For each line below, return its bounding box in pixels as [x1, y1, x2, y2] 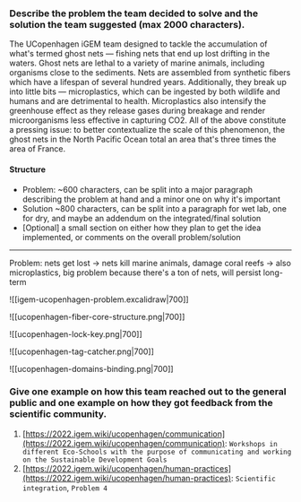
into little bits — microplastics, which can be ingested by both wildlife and [9, 86, 280, 97]
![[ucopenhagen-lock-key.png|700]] [9, 328, 142, 339]
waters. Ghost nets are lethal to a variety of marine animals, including [9, 57, 265, 69]
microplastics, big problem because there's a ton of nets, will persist [9, 267, 262, 278]
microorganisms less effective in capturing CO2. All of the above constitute [9, 115, 287, 125]
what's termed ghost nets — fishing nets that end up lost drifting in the [9, 48, 271, 59]
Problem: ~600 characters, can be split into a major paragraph [21, 184, 254, 195]
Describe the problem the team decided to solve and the [9, 7, 258, 20]
